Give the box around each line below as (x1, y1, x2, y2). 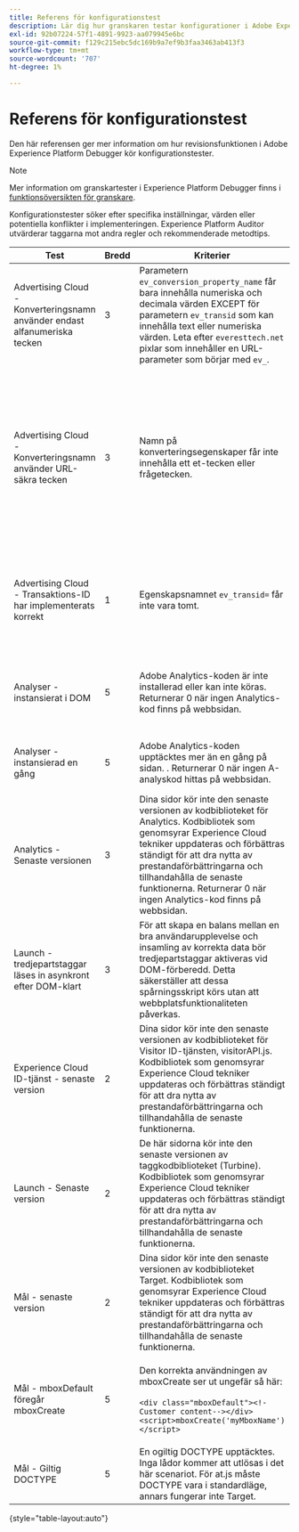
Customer (139, 1406, 176, 1416)
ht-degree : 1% (9, 63, 62, 72)
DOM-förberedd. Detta (139, 963, 236, 975)
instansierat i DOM (13, 691, 92, 704)
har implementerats (13, 599, 95, 611)
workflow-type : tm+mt (9, 46, 90, 55)
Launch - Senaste (13, 1181, 90, 1194)
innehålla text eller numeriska (139, 320, 263, 332)
